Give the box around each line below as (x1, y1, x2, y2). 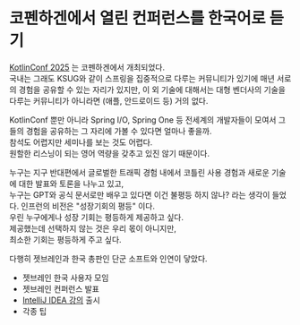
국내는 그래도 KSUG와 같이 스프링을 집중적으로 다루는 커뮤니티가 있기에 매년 (9, 73, 275, 83)
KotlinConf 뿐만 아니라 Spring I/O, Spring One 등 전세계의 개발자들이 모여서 (9, 114, 277, 125)
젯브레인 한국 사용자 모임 (21, 272, 109, 283)
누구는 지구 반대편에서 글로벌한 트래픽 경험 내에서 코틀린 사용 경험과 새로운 (9, 167, 270, 177)
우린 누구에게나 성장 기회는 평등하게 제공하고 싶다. (9, 211, 184, 222)
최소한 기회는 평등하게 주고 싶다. (9, 234, 123, 244)
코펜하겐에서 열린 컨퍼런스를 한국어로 (9, 8, 266, 29)
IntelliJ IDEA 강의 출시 (21, 295, 100, 305)
